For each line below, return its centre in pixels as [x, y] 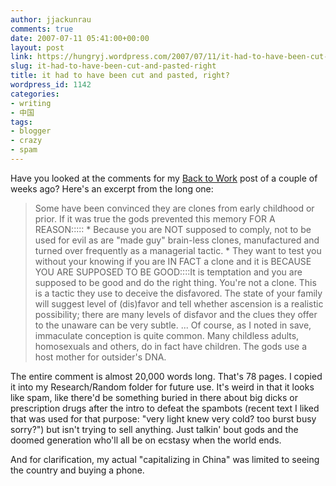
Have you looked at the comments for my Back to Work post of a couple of [164, 178]
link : [21, 57]
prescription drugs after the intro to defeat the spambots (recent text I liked [165, 408]
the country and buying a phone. [77, 470]
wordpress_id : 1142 [51, 85]
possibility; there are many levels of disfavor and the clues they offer [176, 314]
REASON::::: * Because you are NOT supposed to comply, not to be [173, 229]
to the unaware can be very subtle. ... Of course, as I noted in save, [173, 325]
